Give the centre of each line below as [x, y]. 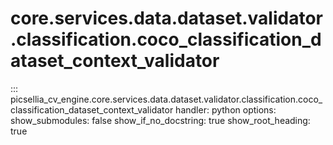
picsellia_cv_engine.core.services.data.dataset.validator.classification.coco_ [166, 99]
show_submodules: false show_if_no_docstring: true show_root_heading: [160, 120]
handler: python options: [226, 109]
